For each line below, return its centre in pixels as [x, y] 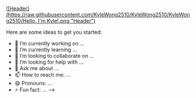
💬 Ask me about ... [37, 68]
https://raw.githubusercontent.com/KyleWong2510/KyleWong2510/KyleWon [99, 15]
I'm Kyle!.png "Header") [67, 21]
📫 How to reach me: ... [43, 75]
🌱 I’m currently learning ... [46, 50]
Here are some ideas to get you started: [54, 32]
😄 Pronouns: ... [33, 83]
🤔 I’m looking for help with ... [49, 62]
